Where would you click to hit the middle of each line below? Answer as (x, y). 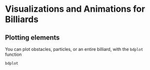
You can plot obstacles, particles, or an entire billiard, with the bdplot (74, 49)
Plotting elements (32, 37)
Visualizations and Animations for (75, 9)
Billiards (22, 19)
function (13, 54)
